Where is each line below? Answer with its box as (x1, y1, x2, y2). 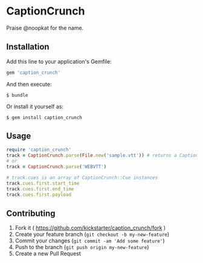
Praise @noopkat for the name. (6, 24, 84, 31)
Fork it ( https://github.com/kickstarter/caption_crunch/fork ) (14, 224, 166, 232)
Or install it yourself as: (6, 103, 63, 110)
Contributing (6, 208, 56, 218)
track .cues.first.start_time (6, 180, 80, 186)
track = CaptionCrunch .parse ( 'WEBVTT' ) (6, 164, 107, 170)
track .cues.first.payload (6, 192, 71, 198)
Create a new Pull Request (14, 250, 82, 258)
